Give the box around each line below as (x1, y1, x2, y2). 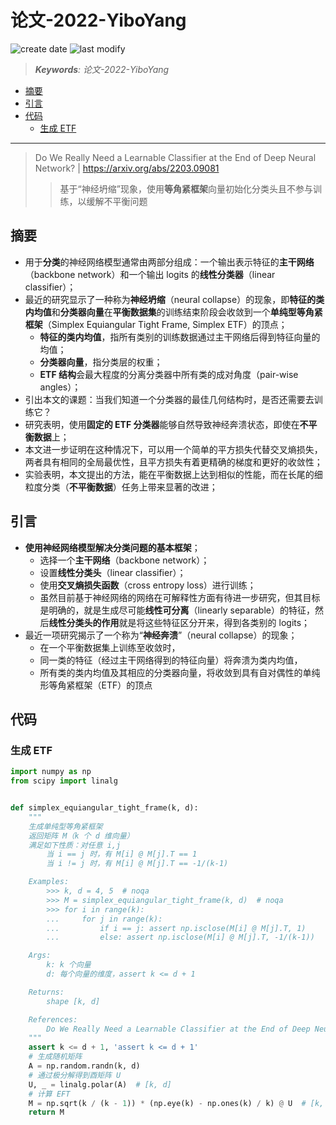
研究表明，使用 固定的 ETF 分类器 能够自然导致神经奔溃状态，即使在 (24, 418, 300, 430)
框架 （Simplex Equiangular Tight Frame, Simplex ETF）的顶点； (24, 318, 288, 330)
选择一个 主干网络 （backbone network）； (39, 554, 210, 566)
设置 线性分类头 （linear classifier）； (39, 566, 187, 578)
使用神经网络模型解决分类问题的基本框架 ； (24, 541, 201, 553)
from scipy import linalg (10, 776, 118, 786)
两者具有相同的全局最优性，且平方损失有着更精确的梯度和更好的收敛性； (24, 456, 323, 468)
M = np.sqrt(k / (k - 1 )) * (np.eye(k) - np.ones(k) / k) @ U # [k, (28, 1098, 325, 1108)
